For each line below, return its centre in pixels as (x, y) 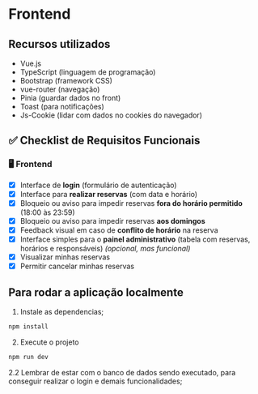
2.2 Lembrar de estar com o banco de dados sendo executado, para (122, 372)
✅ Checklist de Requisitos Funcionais (104, 141)
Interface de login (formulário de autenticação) (98, 185)
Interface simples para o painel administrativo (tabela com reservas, (135, 239)
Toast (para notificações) (62, 107)
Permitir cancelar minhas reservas (77, 266)
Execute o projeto (49, 342)
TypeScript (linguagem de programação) (88, 72)
